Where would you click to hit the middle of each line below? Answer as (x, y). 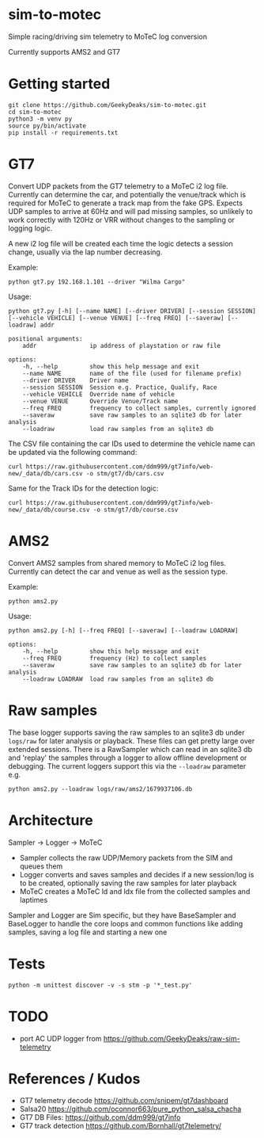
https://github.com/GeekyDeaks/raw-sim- (172, 1038)
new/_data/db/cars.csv (45, 473)
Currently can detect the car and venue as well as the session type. (118, 571)
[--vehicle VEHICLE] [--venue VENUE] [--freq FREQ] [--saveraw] (116, 318)
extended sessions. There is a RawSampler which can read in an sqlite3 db (130, 749)
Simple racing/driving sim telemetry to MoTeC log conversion (108, 36)
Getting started (59, 84)
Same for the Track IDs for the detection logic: (83, 488)
